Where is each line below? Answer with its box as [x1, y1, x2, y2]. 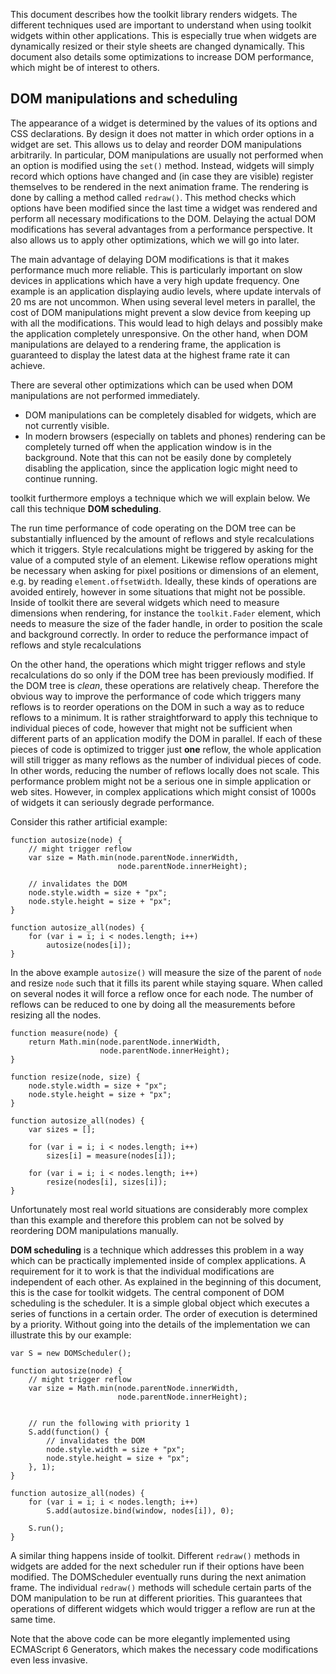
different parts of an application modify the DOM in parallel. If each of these [10, 732, 323, 744]
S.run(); [28, 1523, 65, 1533]
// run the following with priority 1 [28, 1418, 190, 1428]
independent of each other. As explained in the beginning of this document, [10, 1275, 322, 1288]
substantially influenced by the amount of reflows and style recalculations [10, 532, 315, 544]
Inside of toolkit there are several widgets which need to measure [10, 596, 280, 608]
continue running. [24, 472, 98, 484]
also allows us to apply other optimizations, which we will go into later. [10, 234, 300, 246]
